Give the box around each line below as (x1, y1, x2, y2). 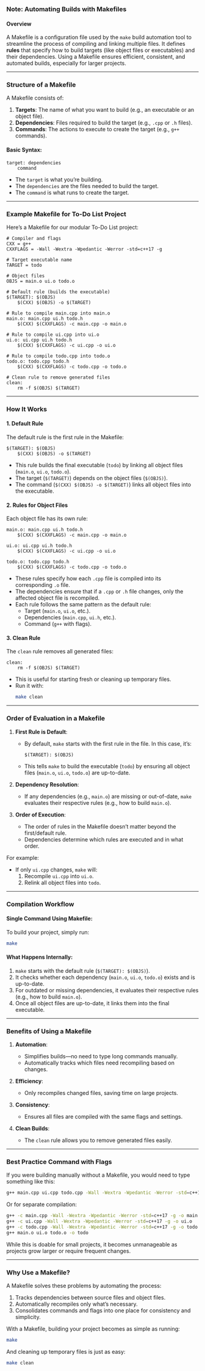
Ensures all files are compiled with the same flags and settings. (24, 1113, 183, 1121)
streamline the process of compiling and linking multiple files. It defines (6, 40, 185, 48)
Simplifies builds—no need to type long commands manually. (24, 1053, 178, 1060)
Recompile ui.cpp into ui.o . (24, 872, 94, 879)
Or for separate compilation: (6, 1201, 77, 1208)
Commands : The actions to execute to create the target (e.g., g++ (15, 126, 180, 133)
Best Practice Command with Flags (6, 1158, 112, 1166)
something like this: (6, 1178, 56, 1185)
